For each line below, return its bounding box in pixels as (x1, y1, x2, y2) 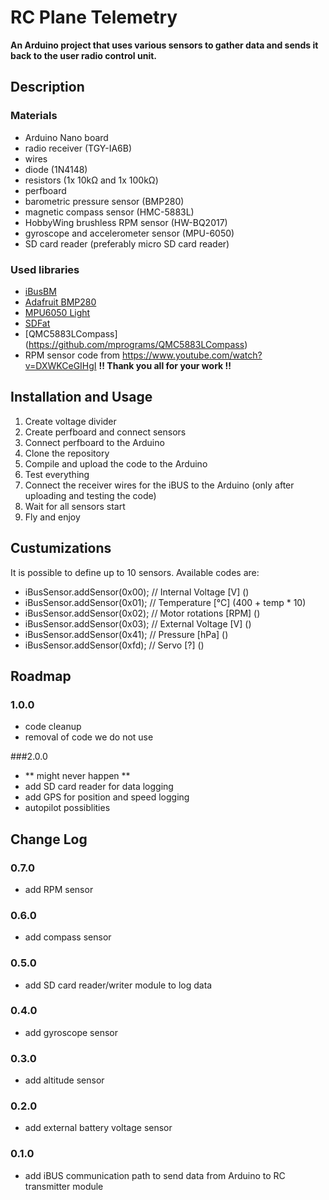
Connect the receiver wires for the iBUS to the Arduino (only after (24, 479, 295, 491)
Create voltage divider (24, 415, 117, 427)
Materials (10, 109, 58, 123)
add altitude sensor (24, 1074, 105, 1086)
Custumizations (10, 540, 112, 557)
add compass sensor (24, 931, 112, 943)
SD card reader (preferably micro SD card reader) (24, 237, 230, 250)
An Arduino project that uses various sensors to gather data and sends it (10, 39, 319, 51)
